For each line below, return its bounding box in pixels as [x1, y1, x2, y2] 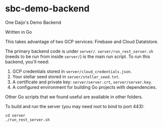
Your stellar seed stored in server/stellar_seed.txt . [12, 73, 120, 79]
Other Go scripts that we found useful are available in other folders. [5, 94, 143, 100]
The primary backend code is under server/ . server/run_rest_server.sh [5, 48, 154, 54]
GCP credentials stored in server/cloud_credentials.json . [12, 68, 132, 74]
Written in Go [5, 29, 32, 35]
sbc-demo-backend [5, 3, 90, 14]
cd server [5, 113, 26, 118]
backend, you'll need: [5, 59, 50, 64]
